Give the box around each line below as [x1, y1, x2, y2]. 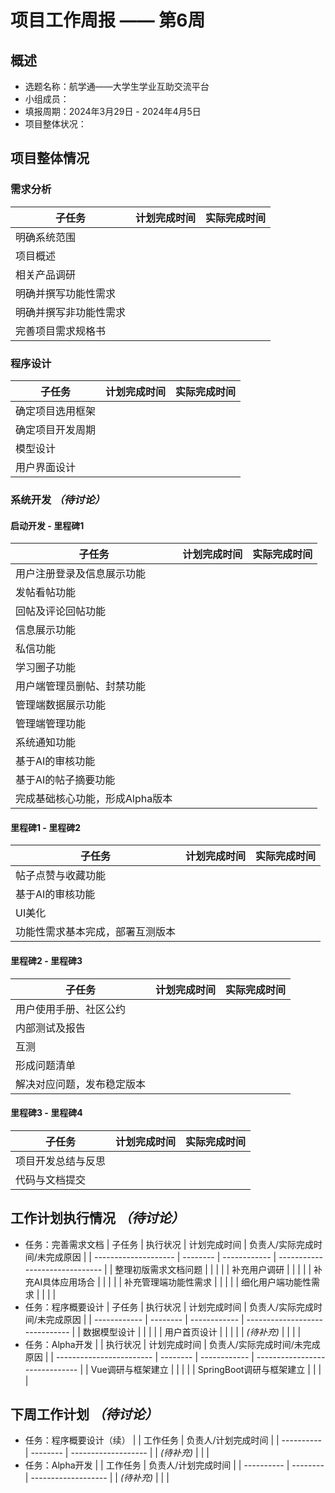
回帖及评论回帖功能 [15, 604, 107, 618]
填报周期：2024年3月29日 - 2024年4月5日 [24, 106, 202, 117]
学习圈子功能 [15, 661, 77, 675]
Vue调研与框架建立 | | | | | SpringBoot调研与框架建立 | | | [90, 1363, 322, 1375]
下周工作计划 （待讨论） [10, 1406, 158, 1423]
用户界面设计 [15, 460, 77, 474]
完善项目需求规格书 [15, 324, 107, 338]
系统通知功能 [15, 736, 77, 750]
